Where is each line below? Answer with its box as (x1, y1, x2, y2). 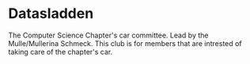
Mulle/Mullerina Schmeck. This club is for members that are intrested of (8, 38, 243, 48)
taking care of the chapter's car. (8, 47, 113, 56)
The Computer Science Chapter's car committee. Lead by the (8, 30, 209, 40)
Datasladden (8, 5, 94, 23)
